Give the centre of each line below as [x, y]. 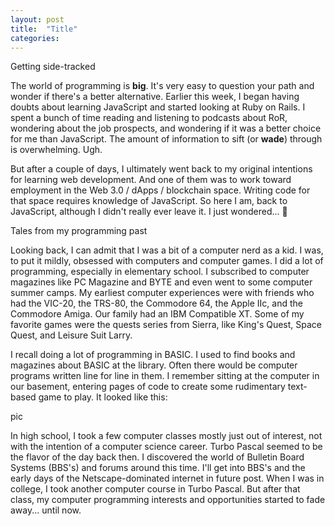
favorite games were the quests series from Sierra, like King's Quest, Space [166, 325]
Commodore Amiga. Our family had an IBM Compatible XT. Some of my [157, 314]
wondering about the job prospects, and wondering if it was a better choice [166, 128]
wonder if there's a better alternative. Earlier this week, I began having [155, 97]
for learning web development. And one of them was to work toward [151, 180]
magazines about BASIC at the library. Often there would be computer [154, 365]
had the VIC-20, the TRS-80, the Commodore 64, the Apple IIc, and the [156, 303]
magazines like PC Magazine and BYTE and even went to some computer [161, 282]
